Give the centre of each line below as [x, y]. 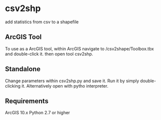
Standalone [23, 69]
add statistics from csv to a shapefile [42, 22]
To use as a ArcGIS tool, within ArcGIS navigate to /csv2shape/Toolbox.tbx [80, 48]
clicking [13, 86]
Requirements [27, 101]
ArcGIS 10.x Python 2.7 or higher [38, 113]
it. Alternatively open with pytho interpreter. [65, 86]
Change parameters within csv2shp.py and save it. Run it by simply [72, 81]
